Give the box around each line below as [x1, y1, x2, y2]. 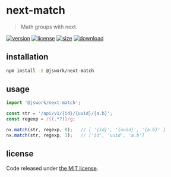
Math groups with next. [20, 23, 78, 30]
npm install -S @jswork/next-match [6, 68, 94, 74]
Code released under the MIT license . [6, 165, 99, 172]
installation [6, 52, 49, 62]
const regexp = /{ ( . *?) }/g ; [6, 116, 76, 122]
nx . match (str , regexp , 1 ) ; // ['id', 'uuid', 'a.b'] [6, 132, 145, 138]
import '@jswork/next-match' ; [6, 100, 81, 106]
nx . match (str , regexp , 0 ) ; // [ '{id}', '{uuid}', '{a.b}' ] [6, 127, 166, 133]
